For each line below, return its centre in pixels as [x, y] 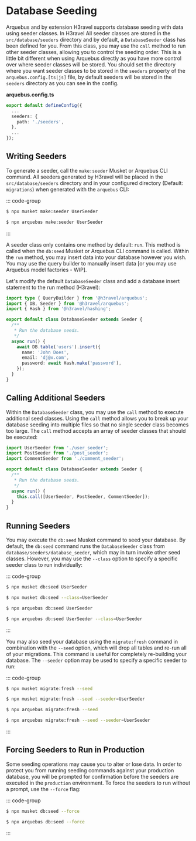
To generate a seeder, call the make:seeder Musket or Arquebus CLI [87, 170]
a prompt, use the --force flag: [43, 789]
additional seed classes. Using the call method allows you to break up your [97, 418]
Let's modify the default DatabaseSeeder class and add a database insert [93, 281]
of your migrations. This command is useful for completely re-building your [97, 654]
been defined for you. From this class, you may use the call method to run [96, 46]
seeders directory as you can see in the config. [62, 83]
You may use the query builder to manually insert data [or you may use [91, 263]
